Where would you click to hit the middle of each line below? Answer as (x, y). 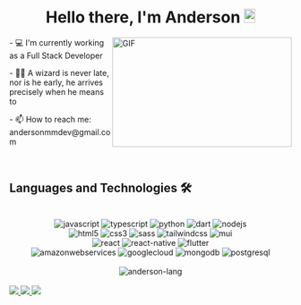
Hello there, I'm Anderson (143, 17)
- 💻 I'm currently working (57, 42)
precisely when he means (57, 91)
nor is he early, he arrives (56, 82)
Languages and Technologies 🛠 (101, 188)
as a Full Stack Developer (56, 55)
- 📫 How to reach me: (50, 119)
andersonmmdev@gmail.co (60, 131)
